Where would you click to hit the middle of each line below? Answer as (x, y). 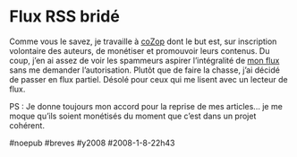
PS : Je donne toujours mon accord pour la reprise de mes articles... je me (146, 106)
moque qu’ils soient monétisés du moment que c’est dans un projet (133, 116)
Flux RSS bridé (65, 17)
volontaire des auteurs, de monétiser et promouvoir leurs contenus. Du (140, 50)
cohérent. (27, 125)
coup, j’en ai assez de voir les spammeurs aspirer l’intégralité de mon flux (144, 60)
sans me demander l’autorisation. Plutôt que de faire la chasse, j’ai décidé (144, 70)
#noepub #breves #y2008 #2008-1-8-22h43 (93, 143)
